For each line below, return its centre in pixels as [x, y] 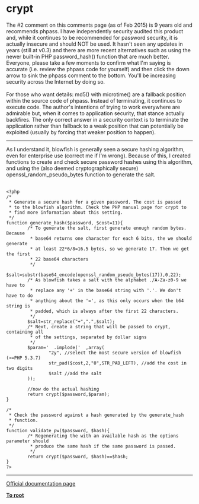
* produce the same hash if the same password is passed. [103, 446]
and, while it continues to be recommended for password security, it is [92, 37]
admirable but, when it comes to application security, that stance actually [95, 113]
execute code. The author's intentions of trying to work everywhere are [93, 107]
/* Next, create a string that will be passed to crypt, [99, 327]
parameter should [28, 441]
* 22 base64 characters [59, 259]
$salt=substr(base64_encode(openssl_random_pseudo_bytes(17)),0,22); [94, 275]
